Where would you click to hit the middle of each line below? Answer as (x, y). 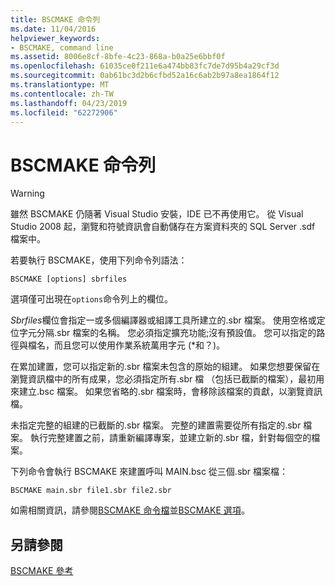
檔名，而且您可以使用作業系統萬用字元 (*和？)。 (126, 345)
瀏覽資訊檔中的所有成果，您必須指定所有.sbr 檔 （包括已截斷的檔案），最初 (163, 379)
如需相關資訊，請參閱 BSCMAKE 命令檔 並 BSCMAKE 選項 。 (130, 510)
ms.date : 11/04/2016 (53, 29)
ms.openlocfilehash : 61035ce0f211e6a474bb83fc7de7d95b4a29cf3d (145, 66)
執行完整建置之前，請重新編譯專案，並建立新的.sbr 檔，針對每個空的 (170, 438)
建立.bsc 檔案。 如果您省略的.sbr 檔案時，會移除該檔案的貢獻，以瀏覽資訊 (170, 392)
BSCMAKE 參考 (42, 571)
